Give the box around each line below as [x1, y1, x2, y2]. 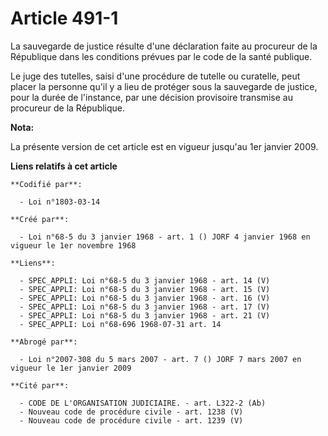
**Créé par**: [10, 214, 70, 224]
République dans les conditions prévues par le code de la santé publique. [10, 50, 313, 62]
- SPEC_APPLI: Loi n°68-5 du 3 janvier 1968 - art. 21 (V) [19, 310, 271, 321]
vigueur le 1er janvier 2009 [10, 363, 132, 373]
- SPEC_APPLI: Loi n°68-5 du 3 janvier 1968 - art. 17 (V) [19, 302, 271, 312]
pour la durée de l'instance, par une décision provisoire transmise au [10, 91, 293, 103]
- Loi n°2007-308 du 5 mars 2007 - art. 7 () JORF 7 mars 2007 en [19, 354, 302, 364]
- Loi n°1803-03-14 [19, 197, 101, 207]
